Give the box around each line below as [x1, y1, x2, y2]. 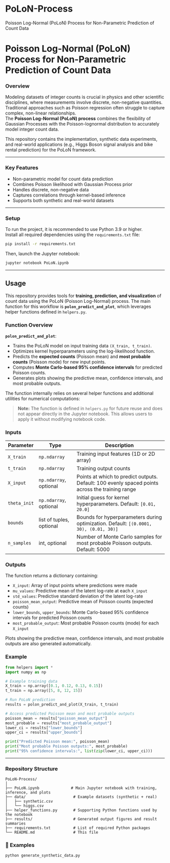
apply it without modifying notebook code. [17, 416, 106, 422]
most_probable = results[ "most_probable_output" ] [5, 720, 112, 726]
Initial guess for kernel [76, 494, 130, 501]
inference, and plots [5, 790, 51, 795]
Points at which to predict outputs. [76, 473, 158, 480]
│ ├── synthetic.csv [5, 799, 53, 804]
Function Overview [5, 321, 53, 328]
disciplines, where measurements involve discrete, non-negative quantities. [5, 99, 163, 105]
